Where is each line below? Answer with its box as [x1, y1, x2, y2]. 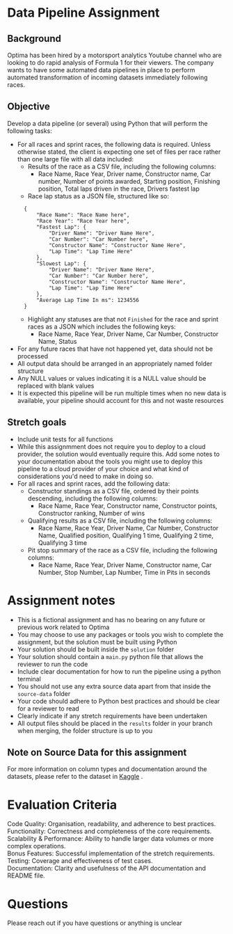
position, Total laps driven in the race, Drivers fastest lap [38, 184, 200, 193]
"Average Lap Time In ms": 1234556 [35, 296, 139, 303]
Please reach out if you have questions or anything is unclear [7, 919, 183, 927]
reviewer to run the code [17, 660, 88, 668]
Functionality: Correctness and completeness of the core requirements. [7, 827, 212, 836]
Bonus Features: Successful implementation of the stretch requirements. [7, 849, 215, 857]
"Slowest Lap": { [35, 260, 87, 267]
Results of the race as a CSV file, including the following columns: [27, 162, 216, 171]
